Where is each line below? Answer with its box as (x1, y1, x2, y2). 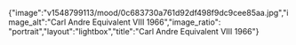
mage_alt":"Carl (8, 17, 67, 27)
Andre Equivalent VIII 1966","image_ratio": (68, 17, 221, 27)
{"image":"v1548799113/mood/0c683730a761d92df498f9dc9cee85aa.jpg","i (8, 8, 289, 18)
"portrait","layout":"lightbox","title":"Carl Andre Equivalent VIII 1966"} (8, 26, 260, 36)
